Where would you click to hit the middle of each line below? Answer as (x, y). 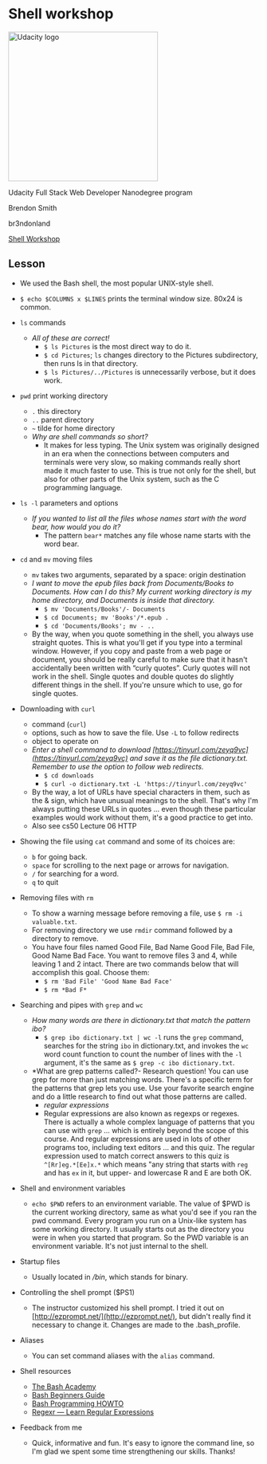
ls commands (43, 322)
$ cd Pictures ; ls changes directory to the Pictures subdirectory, (151, 355)
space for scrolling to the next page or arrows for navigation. (130, 865)
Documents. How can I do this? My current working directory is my (142, 592)
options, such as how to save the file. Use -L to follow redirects (135, 732)
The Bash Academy (64, 1386)
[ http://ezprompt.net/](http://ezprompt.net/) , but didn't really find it (141, 1316)
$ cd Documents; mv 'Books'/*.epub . (106, 618)
